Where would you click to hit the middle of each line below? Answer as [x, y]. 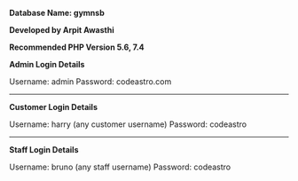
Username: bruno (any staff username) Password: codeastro [120, 167]
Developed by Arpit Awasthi [62, 30]
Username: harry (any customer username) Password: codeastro [128, 124]
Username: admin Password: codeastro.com [90, 82]
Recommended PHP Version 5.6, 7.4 [77, 47]
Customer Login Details [53, 107]
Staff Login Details [44, 150]
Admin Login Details [47, 64]
